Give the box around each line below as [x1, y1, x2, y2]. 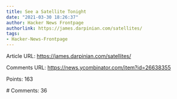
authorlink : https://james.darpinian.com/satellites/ [6, 25, 143, 31]
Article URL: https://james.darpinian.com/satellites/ [6, 53, 132, 59]
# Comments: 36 [6, 87, 48, 94]
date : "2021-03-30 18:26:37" [6, 14, 79, 20]
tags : [6, 31, 20, 37]
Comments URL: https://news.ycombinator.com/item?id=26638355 [6, 64, 171, 71]
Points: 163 [6, 75, 33, 82]
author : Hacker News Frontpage [6, 20, 84, 25]
